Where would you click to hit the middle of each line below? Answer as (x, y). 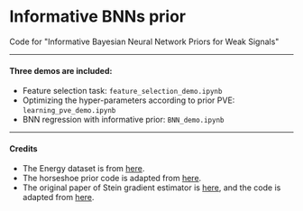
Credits (23, 148)
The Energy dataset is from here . (83, 169)
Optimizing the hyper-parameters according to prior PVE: (129, 100)
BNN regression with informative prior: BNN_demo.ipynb (123, 120)
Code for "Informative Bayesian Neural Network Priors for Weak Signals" (144, 41)
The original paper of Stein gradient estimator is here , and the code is (151, 188)
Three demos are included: (61, 70)
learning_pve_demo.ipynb (69, 111)
